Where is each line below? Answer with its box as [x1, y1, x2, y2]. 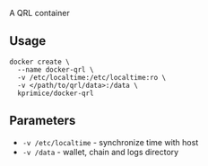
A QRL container [9, 8, 70, 18]
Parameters [9, 113, 76, 128]
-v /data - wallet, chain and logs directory [22, 146, 179, 157]
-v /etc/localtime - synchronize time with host [22, 136, 199, 147]
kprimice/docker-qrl [17, 89, 94, 98]
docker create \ [9, 57, 70, 66]
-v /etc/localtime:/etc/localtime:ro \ [17, 73, 167, 82]
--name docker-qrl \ [17, 65, 94, 74]
